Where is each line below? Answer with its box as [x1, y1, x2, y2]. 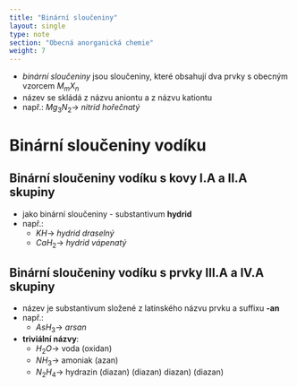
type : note [9, 30, 50, 39]
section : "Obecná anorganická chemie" [9, 38, 154, 47]
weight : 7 [9, 47, 47, 56]
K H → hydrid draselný [35, 228, 115, 238]
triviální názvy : [21, 333, 80, 345]
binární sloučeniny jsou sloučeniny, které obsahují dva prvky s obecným [21, 71, 289, 82]
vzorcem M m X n [21, 81, 80, 93]
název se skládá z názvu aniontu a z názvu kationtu [21, 91, 213, 103]
